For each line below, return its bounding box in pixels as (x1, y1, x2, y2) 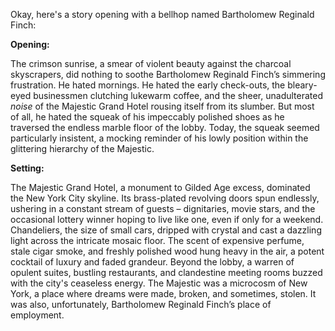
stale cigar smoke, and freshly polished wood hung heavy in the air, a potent (10, 245, 325, 257)
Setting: (10, 162, 45, 174)
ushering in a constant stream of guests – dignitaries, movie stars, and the (10, 203, 316, 214)
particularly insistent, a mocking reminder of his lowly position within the (10, 132, 309, 144)
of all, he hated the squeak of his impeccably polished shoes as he (10, 111, 285, 123)
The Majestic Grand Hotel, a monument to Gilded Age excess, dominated (10, 182, 311, 193)
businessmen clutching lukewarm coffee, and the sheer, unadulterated (33, 90, 323, 101)
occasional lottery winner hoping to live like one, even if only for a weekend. (10, 214, 324, 225)
